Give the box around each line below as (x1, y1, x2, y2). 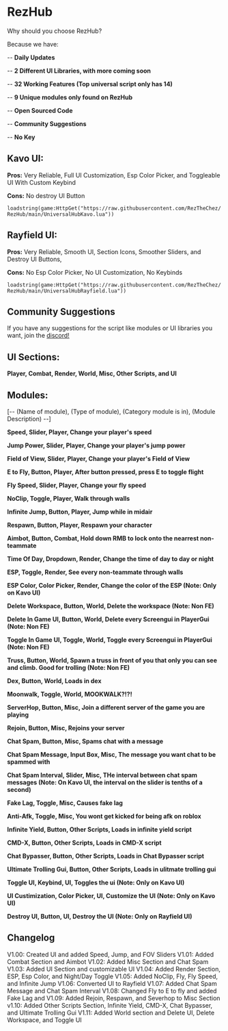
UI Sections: (7, 351, 60, 363)
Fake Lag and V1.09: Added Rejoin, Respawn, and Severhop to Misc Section (7, 994, 220, 1002)
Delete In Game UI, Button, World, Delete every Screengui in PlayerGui (7, 615, 210, 623)
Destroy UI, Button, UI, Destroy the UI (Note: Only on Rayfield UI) (7, 912, 193, 920)
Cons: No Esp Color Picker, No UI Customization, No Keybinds (7, 268, 183, 276)
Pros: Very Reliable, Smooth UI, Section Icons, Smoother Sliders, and (7, 247, 201, 256)
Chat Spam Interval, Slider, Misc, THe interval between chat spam (7, 771, 198, 779)
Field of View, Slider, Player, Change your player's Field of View (7, 455, 190, 462)
